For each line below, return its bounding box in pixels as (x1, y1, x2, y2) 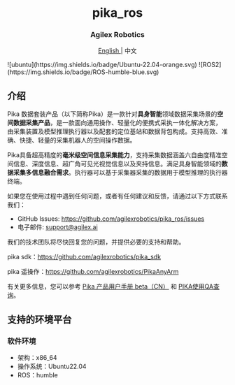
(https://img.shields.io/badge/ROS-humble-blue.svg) (7, 68, 159, 76)
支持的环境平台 (7, 313, 72, 326)
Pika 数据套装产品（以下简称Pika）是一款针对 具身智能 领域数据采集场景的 (7, 110, 218, 118)
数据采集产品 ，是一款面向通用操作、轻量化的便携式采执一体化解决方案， (13, 119, 222, 127)
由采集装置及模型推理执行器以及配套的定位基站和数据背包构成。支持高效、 (7, 127, 222, 136)
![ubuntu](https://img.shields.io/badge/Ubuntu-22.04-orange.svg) (7, 61, 197, 69)
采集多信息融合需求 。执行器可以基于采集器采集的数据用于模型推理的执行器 (13, 168, 228, 177)
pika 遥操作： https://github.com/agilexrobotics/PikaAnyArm (7, 268, 179, 276)
